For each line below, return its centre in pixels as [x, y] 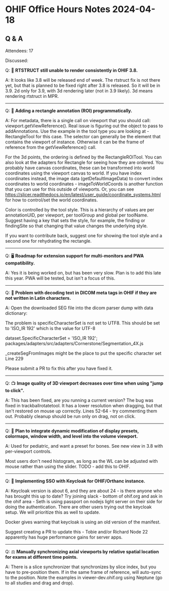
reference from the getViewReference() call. [51, 147]
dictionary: [16, 313]
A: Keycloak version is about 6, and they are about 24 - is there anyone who [84, 491]
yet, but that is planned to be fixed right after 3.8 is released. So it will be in [83, 85]
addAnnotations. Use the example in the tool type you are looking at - [77, 131]
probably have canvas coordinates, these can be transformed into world [80, 168]
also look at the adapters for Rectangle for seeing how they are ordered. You [84, 162]
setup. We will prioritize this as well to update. [53, 512]
